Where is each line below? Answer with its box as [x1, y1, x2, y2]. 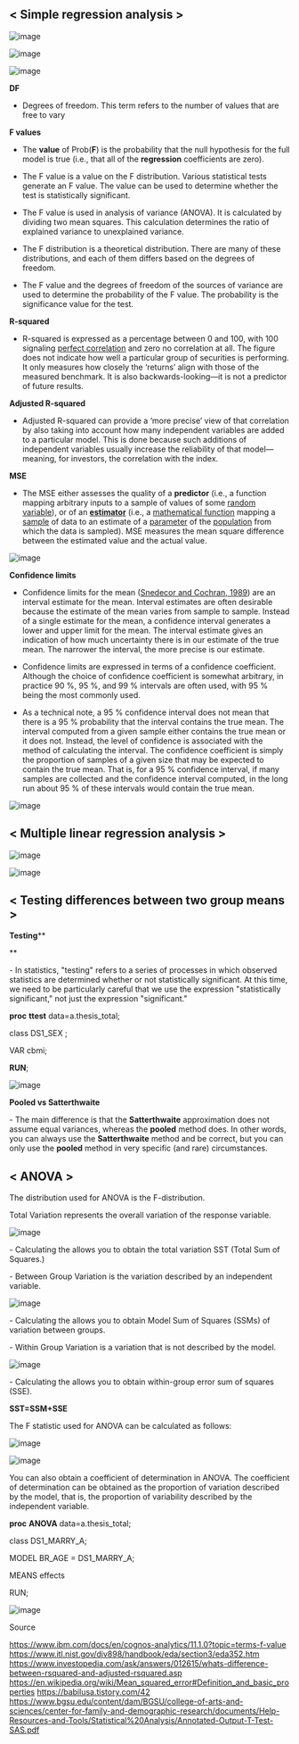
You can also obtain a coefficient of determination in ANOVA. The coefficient [9, 1473, 290, 1483]
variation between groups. [9, 1325, 106, 1335]
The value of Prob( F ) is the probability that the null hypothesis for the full [21, 144, 290, 154]
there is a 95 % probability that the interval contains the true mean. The [21, 716, 285, 727]
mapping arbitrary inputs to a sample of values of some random [21, 497, 256, 508]
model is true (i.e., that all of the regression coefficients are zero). [21, 154, 264, 164]
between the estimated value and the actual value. [21, 535, 207, 545]
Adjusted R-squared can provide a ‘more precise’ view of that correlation [21, 415, 289, 426]
